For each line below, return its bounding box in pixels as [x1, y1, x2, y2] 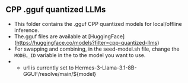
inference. [14, 26, 40, 34]
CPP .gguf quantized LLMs [5, 5, 106, 15]
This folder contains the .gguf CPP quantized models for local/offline [14, 20, 182, 27]
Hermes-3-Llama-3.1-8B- [75, 64, 137, 71]
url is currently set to [23, 64, 74, 71]
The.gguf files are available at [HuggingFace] [14, 32, 125, 40]
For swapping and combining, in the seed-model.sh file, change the [14, 45, 180, 52]
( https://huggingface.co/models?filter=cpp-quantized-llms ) [14, 39, 160, 46]
